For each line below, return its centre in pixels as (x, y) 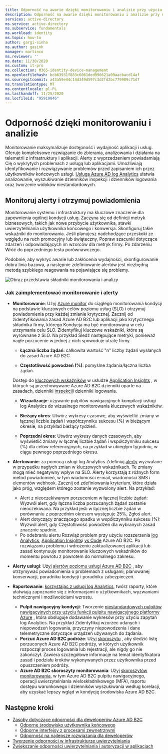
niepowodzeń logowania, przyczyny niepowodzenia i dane (80, 628)
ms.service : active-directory (37, 24)
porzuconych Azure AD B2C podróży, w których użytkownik (82, 644)
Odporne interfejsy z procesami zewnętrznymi (68, 730)
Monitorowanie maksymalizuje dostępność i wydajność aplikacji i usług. (79, 148)
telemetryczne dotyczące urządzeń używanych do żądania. (81, 633)
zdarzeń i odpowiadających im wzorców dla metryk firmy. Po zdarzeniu (78, 244)
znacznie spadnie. (39, 530)
